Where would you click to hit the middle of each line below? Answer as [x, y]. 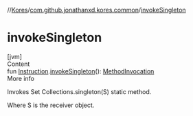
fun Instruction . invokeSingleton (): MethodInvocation [81, 71]
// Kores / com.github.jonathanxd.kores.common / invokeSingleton [97, 10]
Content [19, 64]
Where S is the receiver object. [51, 105]
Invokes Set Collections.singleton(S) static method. [79, 91]
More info [21, 78]
